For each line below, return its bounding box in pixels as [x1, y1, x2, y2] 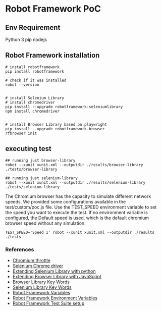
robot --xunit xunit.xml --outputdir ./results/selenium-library [5, 180, 145, 185]
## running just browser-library [5, 158, 76, 163]
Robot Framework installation [5, 51, 100, 60]
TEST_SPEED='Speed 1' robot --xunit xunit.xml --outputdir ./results [5, 230, 155, 235]
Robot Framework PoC [5, 3, 101, 15]
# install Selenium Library [5, 95, 65, 100]
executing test [5, 144, 51, 153]
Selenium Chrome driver [12, 263, 64, 269]
